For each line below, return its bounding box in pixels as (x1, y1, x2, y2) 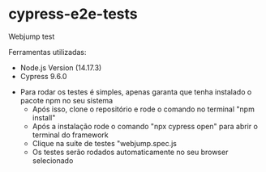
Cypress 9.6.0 (19, 71, 67, 81)
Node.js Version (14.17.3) (19, 62, 102, 73)
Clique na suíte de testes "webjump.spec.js (32, 138, 177, 148)
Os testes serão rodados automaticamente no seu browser (32, 147, 229, 157)
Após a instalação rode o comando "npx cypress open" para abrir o (32, 121, 258, 131)
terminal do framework (32, 130, 109, 140)
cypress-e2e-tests (8, 5, 138, 23)
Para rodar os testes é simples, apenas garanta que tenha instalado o (19, 86, 252, 97)
